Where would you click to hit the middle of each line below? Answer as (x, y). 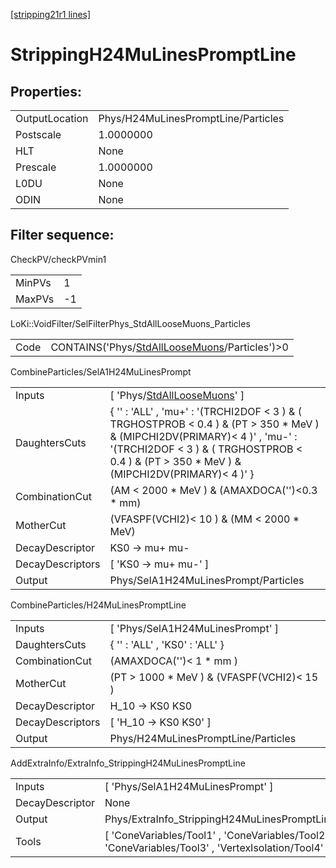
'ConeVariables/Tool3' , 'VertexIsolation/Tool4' (214, 847)
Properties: (46, 91)
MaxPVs (35, 299)
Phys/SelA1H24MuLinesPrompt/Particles (207, 580)
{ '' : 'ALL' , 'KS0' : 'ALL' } (167, 644)
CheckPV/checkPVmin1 (58, 259)
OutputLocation (52, 118)
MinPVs (33, 282)
